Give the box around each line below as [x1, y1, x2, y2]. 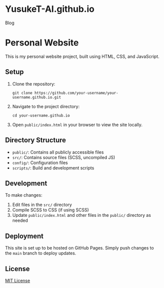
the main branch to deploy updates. [5, 250, 76, 256]
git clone [12, 90, 33, 95]
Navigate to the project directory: [12, 103, 80, 109]
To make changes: [5, 192, 43, 198]
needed [12, 217, 28, 223]
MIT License [5, 278, 31, 284]
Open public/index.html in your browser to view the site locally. [12, 122, 143, 127]
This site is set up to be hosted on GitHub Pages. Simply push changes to [5, 245, 154, 251]
